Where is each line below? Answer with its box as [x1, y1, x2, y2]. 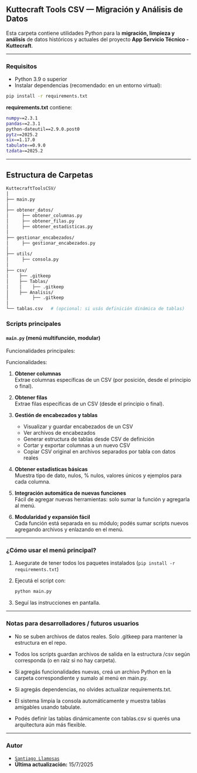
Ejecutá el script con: [14, 577, 66, 584]
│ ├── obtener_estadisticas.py [6, 224, 93, 230]
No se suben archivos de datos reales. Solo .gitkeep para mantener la [14, 632, 183, 640]
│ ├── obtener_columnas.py [6, 213, 83, 219]
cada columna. [14, 478, 51, 485]
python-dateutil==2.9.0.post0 [6, 126, 80, 132]
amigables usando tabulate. [14, 703, 82, 711]
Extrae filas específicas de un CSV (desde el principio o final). [14, 400, 164, 408]
